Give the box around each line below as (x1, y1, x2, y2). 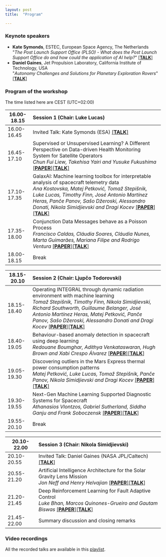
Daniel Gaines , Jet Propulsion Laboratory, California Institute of (12, 60, 142, 66)
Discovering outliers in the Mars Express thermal (32, 358, 145, 365)
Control (39, 493, 56, 500)
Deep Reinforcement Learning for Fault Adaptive (39, 487, 151, 494)
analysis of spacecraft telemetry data (33, 179, 120, 186)
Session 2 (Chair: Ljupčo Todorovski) (32, 275, 122, 281)
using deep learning (32, 338, 79, 345)
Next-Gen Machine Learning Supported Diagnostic (32, 391, 152, 398)
